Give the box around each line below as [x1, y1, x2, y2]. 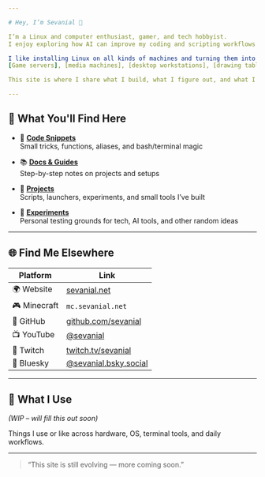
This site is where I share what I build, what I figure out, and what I [8, 76, 256, 84]
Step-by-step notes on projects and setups [19, 168, 160, 178]
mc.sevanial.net [65, 302, 128, 311]
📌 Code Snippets [19, 133, 77, 142]
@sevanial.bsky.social [65, 357, 148, 368]
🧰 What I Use [8, 392, 73, 407]
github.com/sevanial [65, 315, 142, 326]
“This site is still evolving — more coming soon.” [27, 460, 184, 470]
